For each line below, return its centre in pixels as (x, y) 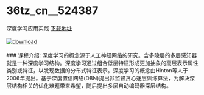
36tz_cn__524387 (52, 11)
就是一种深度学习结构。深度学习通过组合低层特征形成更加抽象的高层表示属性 (102, 63)
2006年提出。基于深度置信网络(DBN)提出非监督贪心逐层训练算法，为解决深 (100, 78)
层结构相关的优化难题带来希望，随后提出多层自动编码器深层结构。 (89, 85)
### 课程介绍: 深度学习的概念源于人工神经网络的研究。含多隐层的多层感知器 (102, 55)
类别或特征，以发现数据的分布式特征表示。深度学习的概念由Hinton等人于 (97, 70)
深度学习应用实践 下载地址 (39, 28)
